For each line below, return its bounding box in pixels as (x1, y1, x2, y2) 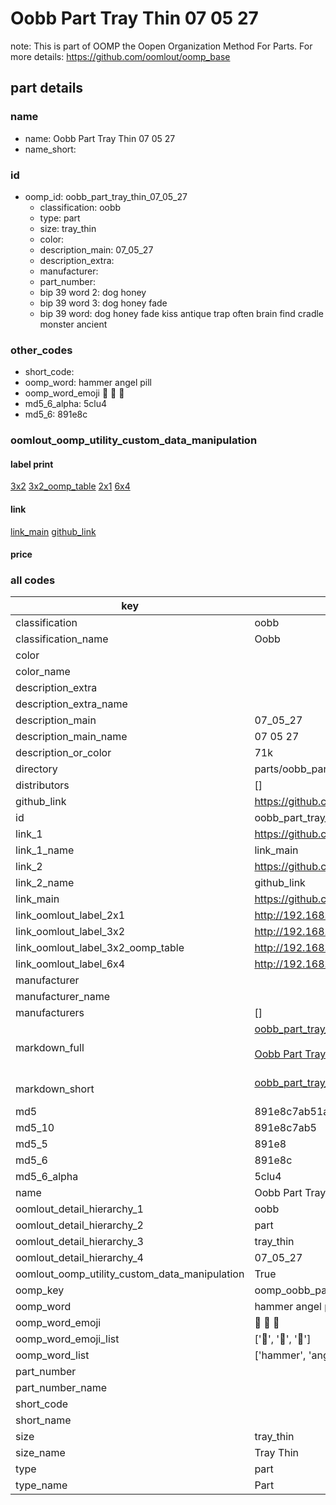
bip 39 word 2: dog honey (39, 286, 147, 298)
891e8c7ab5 (254, 1121, 317, 1135)
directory (15, 762, 58, 776)
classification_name (15, 632, 109, 646)
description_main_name (15, 730, 128, 744)
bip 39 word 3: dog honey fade (39, 297, 168, 309)
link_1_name (15, 843, 75, 857)
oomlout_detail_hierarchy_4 (15, 1251, 144, 1265)
